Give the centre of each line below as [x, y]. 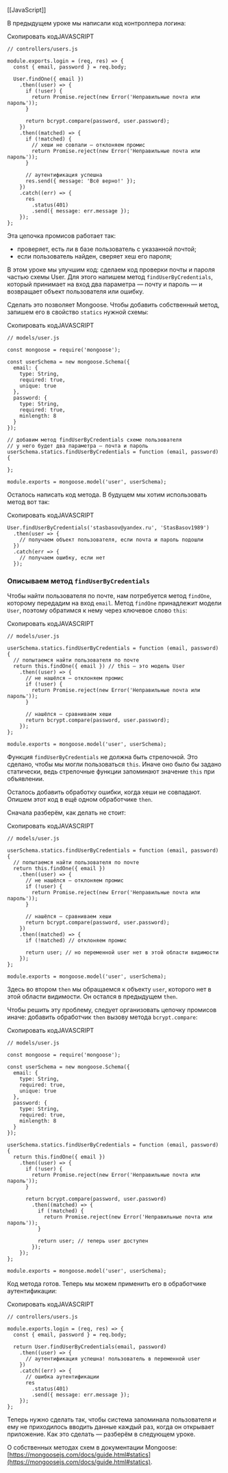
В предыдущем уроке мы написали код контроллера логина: [97, 23]
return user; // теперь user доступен [93, 1241]
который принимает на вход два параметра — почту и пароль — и [105, 284]
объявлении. [26, 779]
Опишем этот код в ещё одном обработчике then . [80, 800]
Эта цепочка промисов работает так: [62, 236]
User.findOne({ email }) [49, 79]
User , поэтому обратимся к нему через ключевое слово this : [97, 610]
